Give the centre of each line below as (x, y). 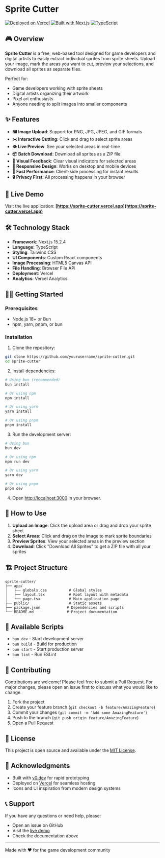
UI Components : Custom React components (57, 258)
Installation (19, 337)
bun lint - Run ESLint (34, 655)
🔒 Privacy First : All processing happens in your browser (69, 177)
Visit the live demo (31, 830)
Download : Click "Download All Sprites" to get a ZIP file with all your (82, 546)
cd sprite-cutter (23, 361)
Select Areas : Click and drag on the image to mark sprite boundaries (82, 536)
